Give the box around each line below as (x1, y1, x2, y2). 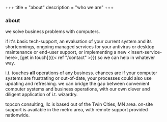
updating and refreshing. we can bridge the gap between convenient (5, 81, 150, 87)
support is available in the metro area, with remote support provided (5, 107, 148, 113)
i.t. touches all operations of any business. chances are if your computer (5, 70, 158, 76)
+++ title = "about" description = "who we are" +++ (5, 5, 114, 10)
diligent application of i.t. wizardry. (5, 91, 78, 98)
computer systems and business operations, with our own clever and (5, 86, 150, 92)
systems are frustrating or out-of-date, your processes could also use (5, 75, 152, 81)
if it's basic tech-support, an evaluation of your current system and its (5, 38, 152, 45)
